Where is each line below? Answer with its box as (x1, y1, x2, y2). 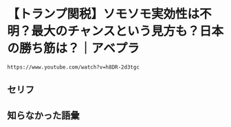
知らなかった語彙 (7, 109, 80, 121)
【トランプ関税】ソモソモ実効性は (7, 6, 200, 22)
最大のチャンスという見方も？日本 (31, 23, 224, 39)
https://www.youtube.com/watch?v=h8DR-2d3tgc (7, 63, 140, 71)
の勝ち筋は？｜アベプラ (7, 41, 140, 56)
